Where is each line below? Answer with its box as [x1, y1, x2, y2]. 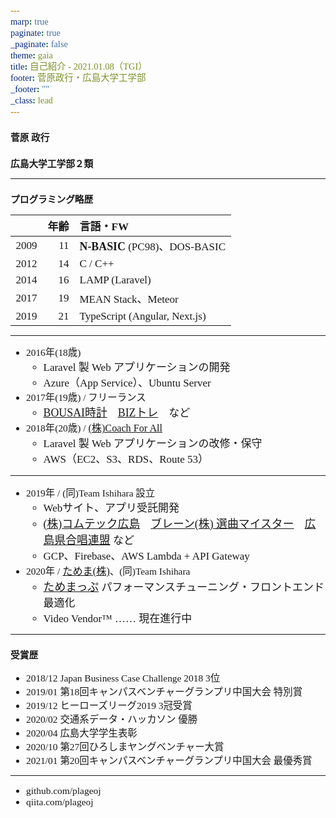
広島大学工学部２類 [10, 158, 94, 169]
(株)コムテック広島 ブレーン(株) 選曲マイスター [43, 517, 295, 531]
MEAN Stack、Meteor [79, 293, 179, 306]
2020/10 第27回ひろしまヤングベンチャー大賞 [25, 740, 225, 753]
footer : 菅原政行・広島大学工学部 [10, 72, 147, 84]
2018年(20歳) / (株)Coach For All [25, 422, 163, 435]
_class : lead [10, 95, 53, 106]
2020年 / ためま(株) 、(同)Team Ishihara [25, 565, 191, 578]
